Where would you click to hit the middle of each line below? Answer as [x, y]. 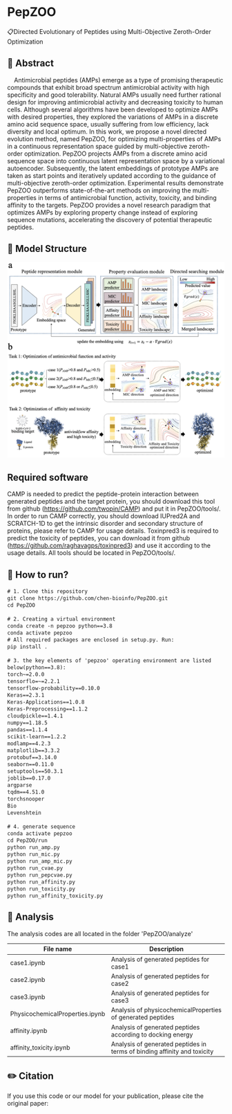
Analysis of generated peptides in [159, 1044]
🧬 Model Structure [47, 249]
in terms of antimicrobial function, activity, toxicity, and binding [127, 197]
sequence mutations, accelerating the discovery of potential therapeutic [110, 219]
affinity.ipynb [29, 1031]
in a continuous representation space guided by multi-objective [97, 146]
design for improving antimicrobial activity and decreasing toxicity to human [115, 102]
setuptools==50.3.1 [35, 771]
